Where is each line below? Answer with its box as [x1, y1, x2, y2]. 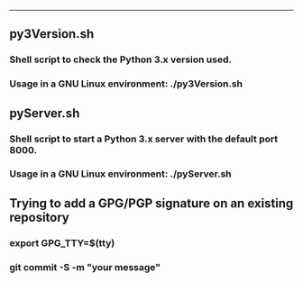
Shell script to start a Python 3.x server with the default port [9, 132, 278, 145]
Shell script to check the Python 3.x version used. [9, 53, 233, 66]
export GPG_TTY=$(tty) [9, 236, 115, 249]
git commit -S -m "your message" [9, 260, 161, 273]
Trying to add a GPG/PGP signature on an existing [9, 196, 294, 211]
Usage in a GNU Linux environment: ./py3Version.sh [9, 77, 243, 90]
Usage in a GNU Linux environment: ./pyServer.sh [9, 168, 232, 180]
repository [9, 209, 70, 225]
